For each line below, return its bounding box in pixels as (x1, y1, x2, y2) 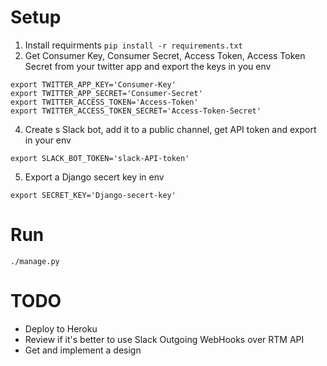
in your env (24, 134, 72, 146)
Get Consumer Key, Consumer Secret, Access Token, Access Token (24, 49, 306, 61)
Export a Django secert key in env (24, 171, 165, 183)
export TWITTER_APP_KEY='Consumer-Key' (10, 79, 177, 90)
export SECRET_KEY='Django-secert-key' (10, 190, 177, 200)
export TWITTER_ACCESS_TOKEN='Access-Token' (10, 97, 199, 107)
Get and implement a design (24, 344, 142, 356)
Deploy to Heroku (24, 322, 98, 335)
